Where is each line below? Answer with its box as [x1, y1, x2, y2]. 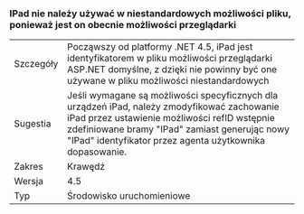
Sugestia [14, 117, 52, 130]
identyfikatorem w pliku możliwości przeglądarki [67, 52, 273, 65]
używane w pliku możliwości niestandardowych [67, 75, 270, 88]
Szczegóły [14, 58, 59, 70]
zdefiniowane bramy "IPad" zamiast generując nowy [67, 123, 290, 135]
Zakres [14, 161, 43, 173]
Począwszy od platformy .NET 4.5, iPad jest [67, 41, 253, 53]
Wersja [14, 175, 43, 188]
